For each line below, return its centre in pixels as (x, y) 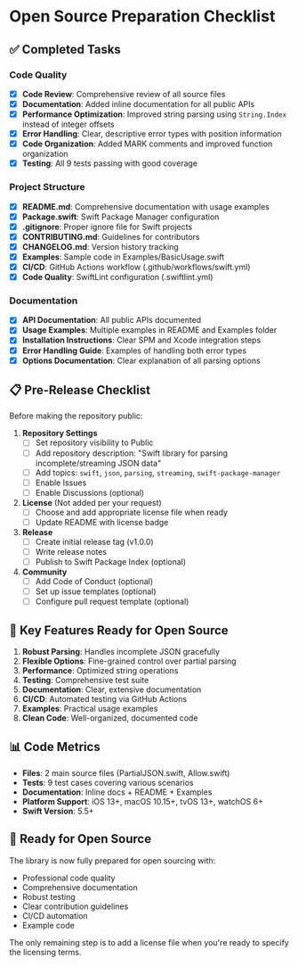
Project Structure (47, 187)
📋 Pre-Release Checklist (80, 390)
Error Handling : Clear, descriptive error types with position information (152, 134)
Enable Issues (61, 483)
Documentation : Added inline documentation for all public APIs (138, 103)
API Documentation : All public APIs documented (112, 320)
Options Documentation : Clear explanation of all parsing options (141, 360)
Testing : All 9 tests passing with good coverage (110, 163)
